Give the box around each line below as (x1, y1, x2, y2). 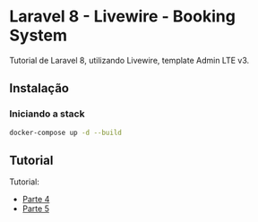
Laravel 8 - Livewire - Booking (9, 6, 236, 27)
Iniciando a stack (9, 107, 85, 120)
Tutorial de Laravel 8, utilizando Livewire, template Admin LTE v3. (9, 55, 250, 65)
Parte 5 (21, 203, 49, 214)
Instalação (9, 81, 70, 96)
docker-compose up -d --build (9, 128, 123, 137)
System (9, 25, 68, 46)
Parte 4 (21, 194, 50, 205)
